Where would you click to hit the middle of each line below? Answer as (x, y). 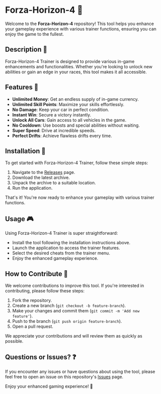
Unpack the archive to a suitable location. (54, 183)
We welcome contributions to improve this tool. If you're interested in (75, 285)
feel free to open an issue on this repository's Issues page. (64, 377)
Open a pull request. (33, 326)
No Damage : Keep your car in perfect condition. (60, 110)
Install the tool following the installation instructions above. (71, 243)
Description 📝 (26, 49)
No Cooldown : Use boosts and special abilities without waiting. (76, 125)
